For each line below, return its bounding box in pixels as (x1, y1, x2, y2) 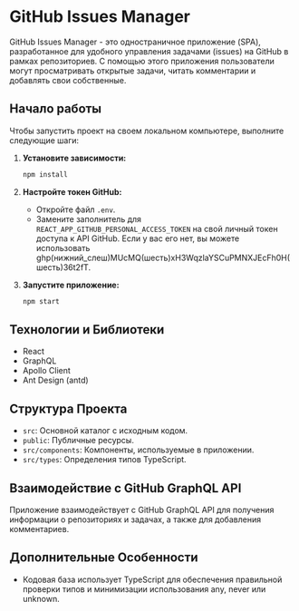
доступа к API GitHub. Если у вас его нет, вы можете (35, 233, 240, 244)
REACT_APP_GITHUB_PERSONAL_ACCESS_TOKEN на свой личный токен (35, 223, 278, 234)
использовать (35, 242, 91, 253)
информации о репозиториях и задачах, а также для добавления (9, 514, 261, 525)
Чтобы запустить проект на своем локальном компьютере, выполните (9, 125, 285, 136)
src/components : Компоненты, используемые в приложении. (22, 444, 255, 455)
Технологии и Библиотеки (9, 322, 165, 337)
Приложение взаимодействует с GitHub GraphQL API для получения (9, 504, 275, 515)
